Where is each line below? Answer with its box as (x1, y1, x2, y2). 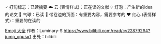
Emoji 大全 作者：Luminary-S (5, 28, 63, 33)
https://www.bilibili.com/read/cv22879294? (63, 28, 151, 33)
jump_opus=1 (5, 34, 31, 39)
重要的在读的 (15, 18, 41, 23)
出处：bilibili (32, 34, 57, 39)
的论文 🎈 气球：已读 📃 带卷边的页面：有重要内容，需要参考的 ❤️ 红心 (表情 (5, 11, 152, 17)
